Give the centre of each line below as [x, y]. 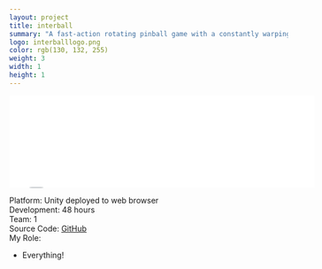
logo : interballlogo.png [55, 42]
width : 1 [25, 67]
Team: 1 [23, 219]
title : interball [41, 26]
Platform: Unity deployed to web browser [84, 200]
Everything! [43, 255]
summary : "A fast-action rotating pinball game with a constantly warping [150, 34]
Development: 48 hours [52, 210]
